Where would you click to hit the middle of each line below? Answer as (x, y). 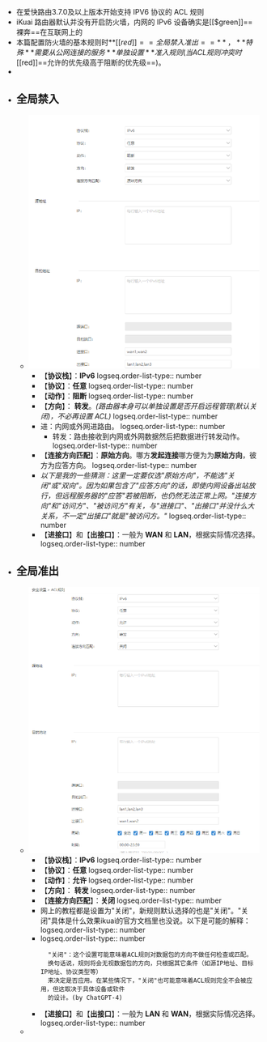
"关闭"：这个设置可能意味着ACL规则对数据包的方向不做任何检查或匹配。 (150, 955)
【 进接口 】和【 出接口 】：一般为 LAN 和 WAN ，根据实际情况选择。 (150, 1014)
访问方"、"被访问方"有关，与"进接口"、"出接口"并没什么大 (158, 506)
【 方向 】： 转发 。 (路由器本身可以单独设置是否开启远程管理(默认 (145, 406)
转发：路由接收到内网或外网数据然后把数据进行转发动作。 (148, 436)
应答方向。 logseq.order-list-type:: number (126, 466)
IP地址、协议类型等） (71, 972)
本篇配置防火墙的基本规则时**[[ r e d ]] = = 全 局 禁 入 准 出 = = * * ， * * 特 (134, 42)
